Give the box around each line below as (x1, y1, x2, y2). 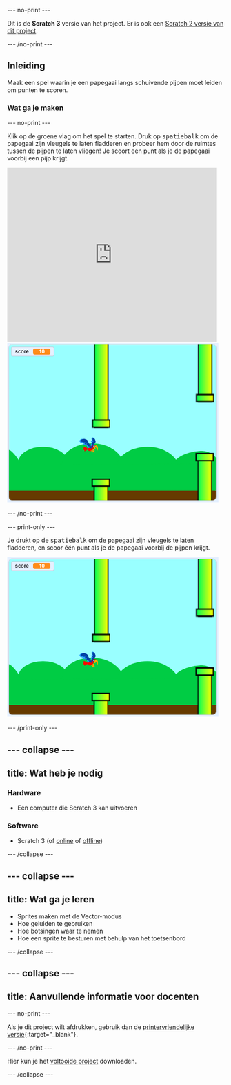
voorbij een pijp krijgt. (7, 154, 69, 163)
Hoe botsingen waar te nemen (17, 927, 103, 935)
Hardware (7, 788, 41, 797)
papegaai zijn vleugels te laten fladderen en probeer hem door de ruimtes (7, 140, 217, 148)
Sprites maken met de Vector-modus (17, 912, 122, 920)
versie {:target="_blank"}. (7, 1030, 78, 1038)
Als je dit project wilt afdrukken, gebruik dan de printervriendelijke (7, 1023, 195, 1031)
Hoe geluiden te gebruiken (17, 919, 93, 927)
